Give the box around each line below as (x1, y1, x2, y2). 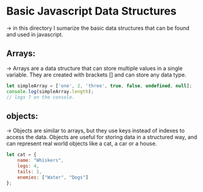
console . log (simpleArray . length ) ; (6, 88, 94, 95)
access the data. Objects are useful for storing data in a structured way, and (6, 134, 198, 141)
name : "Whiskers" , (17, 157, 64, 163)
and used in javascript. (6, 30, 63, 38)
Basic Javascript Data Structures (6, 4, 177, 18)
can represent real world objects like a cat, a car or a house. (6, 140, 157, 147)
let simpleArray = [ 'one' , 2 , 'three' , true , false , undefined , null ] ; (6, 83, 193, 89)
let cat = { (6, 152, 37, 158)
